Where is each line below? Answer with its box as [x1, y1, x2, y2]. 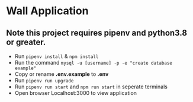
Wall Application [6, 4, 89, 18]
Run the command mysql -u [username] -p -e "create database [14, 59, 173, 66]
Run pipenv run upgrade [14, 77, 74, 84]
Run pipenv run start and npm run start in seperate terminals [14, 83, 168, 90]
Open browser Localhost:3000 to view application [14, 90, 137, 96]
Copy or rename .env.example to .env [14, 71, 109, 78]
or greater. [6, 37, 46, 47]
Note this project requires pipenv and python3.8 [6, 28, 188, 38]
